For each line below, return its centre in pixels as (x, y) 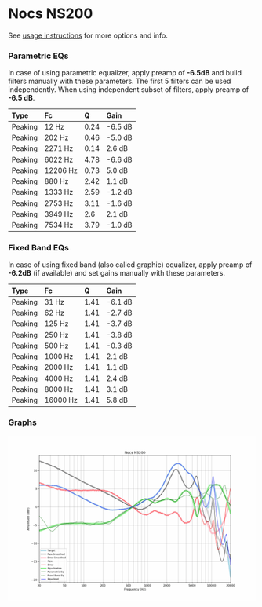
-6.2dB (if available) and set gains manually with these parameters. (117, 273)
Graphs (22, 422)
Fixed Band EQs (38, 247)
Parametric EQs (38, 56)
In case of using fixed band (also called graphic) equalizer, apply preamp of (130, 265)
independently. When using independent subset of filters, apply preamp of (129, 90)
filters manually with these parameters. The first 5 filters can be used (120, 81)
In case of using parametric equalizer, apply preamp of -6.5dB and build (125, 73)
